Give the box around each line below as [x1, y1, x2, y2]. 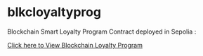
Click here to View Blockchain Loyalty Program [7, 41, 143, 49]
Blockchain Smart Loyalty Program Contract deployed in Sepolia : [7, 27, 197, 36]
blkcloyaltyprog [7, 4, 102, 20]
